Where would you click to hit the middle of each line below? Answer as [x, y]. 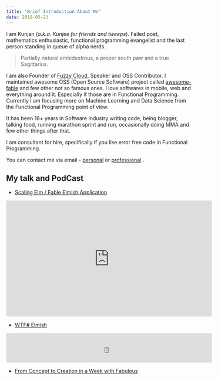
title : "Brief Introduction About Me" [53, 11]
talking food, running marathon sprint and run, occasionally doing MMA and [98, 124]
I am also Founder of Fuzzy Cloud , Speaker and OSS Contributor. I [86, 75]
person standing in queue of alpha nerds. [56, 46]
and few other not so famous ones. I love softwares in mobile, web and [105, 88]
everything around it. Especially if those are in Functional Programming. [93, 94]
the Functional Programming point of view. [57, 107]
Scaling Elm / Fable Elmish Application [61, 193]
